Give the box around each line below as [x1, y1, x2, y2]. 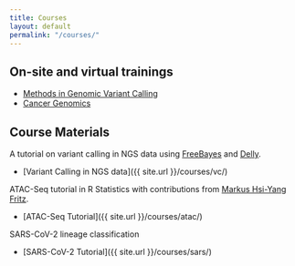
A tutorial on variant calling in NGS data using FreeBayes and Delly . [9, 148, 262, 159]
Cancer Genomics [22, 97, 91, 109]
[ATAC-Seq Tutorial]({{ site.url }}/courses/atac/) [22, 211, 203, 221]
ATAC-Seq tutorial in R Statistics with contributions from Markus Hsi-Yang [9, 184, 287, 194]
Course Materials [9, 124, 111, 139]
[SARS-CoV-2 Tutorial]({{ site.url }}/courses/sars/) [22, 247, 213, 257]
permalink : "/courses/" [9, 30, 100, 39]
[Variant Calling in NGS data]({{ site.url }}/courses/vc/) [22, 166, 228, 177]
